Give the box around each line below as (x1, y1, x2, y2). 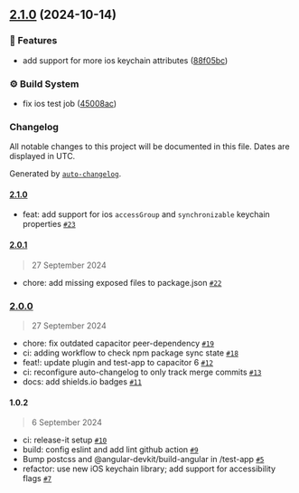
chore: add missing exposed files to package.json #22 (22, 277, 222, 288)
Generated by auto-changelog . (9, 168, 122, 179)
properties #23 (22, 219, 76, 230)
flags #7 (22, 473, 52, 484)
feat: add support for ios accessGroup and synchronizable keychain (22, 209, 271, 220)
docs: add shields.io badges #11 (22, 375, 143, 387)
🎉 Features (9, 34, 58, 47)
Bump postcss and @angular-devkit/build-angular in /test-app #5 (22, 454, 265, 465)
